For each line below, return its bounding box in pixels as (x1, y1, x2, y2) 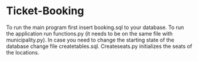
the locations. (6, 49, 40, 56)
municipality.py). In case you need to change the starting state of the (6, 36, 175, 43)
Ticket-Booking (6, 4, 84, 18)
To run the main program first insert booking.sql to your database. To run (6, 24, 184, 31)
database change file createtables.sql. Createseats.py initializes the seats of (6, 43, 193, 50)
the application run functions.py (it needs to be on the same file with (6, 30, 173, 37)
